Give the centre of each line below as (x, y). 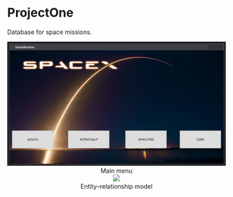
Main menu (116, 171)
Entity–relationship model (116, 186)
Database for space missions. (50, 32)
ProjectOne (41, 13)
